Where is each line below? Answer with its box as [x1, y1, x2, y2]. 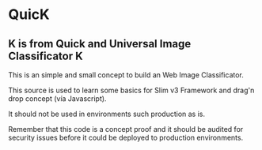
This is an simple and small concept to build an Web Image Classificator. [8, 70, 244, 80]
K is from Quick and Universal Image [8, 37, 192, 51]
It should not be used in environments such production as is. [8, 109, 206, 118]
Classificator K [8, 49, 83, 62]
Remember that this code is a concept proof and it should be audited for [8, 125, 244, 133]
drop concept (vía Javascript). [8, 94, 107, 103]
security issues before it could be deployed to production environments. [8, 133, 244, 142]
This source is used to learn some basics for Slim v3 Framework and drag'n [8, 85, 255, 95]
